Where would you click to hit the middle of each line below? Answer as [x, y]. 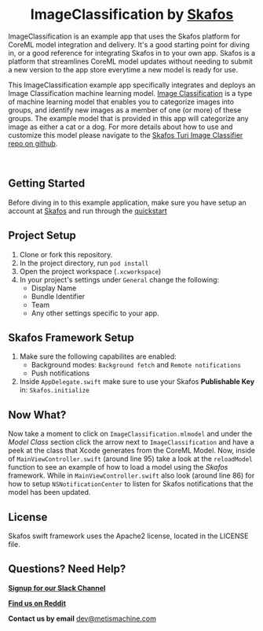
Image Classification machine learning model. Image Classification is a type [130, 93]
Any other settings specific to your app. [95, 313]
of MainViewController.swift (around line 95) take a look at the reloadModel [130, 459]
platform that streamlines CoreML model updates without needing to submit [130, 61]
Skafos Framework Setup [71, 337]
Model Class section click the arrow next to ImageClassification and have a [131, 442]
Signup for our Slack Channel [57, 588]
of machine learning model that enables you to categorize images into [121, 101]
